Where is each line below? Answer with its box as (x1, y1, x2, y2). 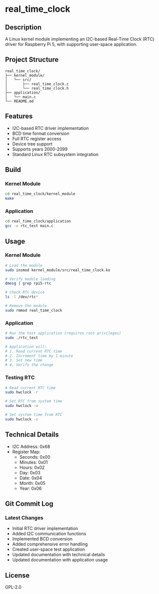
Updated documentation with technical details (12, 552, 105, 558)
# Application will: (5, 344, 47, 349)
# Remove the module (5, 304, 47, 309)
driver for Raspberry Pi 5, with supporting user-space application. (5, 41, 137, 47)
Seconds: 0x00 (19, 454, 50, 460)
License (5, 571, 30, 579)
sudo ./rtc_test (5, 335, 38, 340)
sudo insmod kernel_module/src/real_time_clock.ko (5, 267, 111, 273)
